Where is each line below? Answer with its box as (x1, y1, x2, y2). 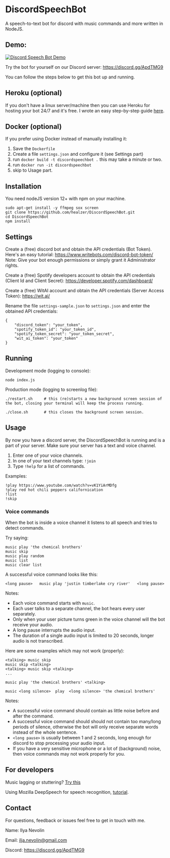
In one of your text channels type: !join (12, 457, 96, 464)
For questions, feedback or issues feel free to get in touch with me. (5, 817, 146, 823)
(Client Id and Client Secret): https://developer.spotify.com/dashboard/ (5, 278, 153, 284)
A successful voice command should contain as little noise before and (12, 707, 159, 713)
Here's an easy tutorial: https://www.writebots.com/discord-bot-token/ (5, 252, 153, 258)
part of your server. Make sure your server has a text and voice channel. (5, 442, 156, 449)
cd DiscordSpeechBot (5, 214, 49, 219)
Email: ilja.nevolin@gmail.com (5, 837, 67, 843)
